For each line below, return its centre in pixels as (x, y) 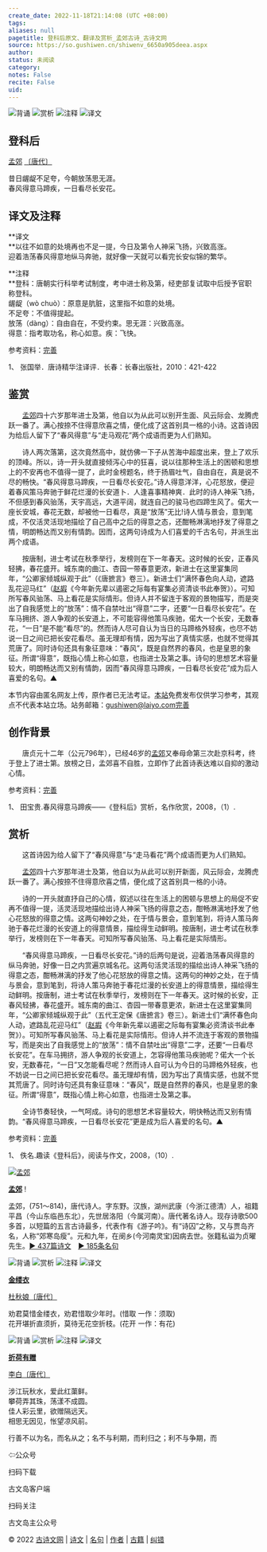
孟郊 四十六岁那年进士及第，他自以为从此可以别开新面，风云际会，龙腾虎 (141, 872)
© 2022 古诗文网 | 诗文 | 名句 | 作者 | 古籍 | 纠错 (86, 1540)
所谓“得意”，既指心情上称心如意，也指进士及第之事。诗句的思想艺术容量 (140, 658)
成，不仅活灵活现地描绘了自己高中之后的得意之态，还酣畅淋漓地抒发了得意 (130, 522)
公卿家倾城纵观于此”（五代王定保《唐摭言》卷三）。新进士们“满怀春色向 (141, 1015)
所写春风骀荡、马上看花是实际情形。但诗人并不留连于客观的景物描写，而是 (130, 598)
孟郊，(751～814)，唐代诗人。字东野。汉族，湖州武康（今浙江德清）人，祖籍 (133, 1206)
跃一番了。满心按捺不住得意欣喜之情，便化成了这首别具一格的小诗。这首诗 (130, 425)
